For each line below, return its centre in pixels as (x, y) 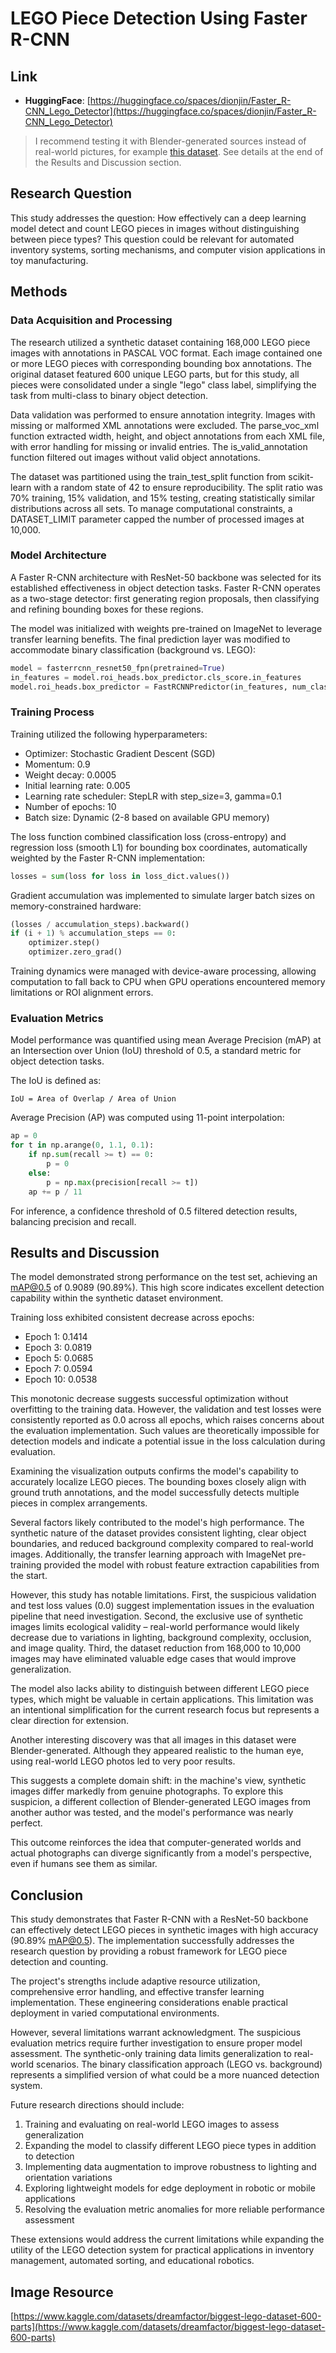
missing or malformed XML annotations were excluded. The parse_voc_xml (165, 425)
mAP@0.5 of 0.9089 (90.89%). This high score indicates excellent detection (167, 1288)
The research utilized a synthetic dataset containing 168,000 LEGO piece (160, 342)
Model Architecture (58, 555)
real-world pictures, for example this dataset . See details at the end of (179, 151)
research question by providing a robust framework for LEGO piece (149, 1951)
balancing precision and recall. (73, 1221)
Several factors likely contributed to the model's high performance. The (157, 1523)
